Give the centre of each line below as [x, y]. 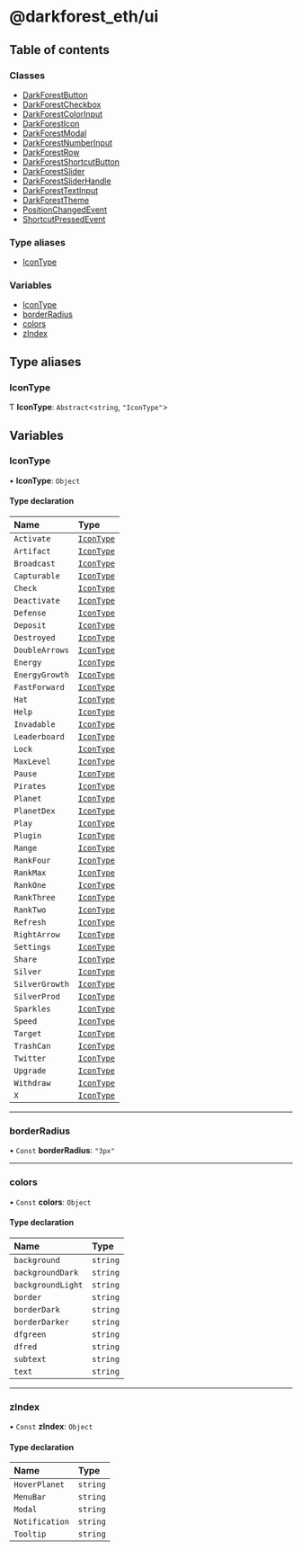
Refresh [30, 923]
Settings [32, 947]
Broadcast [35, 564]
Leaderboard [40, 737]
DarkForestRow [51, 152]
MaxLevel [32, 762]
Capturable [37, 576]
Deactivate [37, 601]
